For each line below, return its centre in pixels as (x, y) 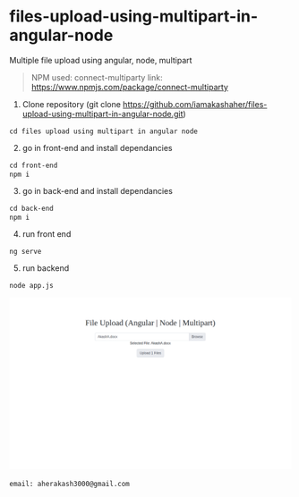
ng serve (26, 251)
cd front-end (34, 165)
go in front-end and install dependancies (97, 147)
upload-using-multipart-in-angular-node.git (103, 114)
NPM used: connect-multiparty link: (97, 77)
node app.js (31, 285)
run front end (47, 233)
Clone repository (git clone (71, 104)
